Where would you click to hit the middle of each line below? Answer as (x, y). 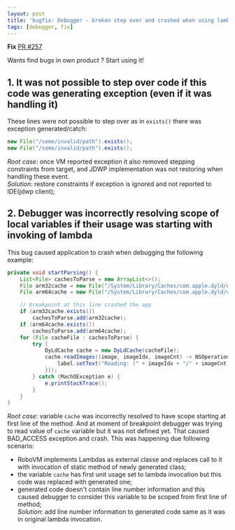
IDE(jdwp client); (31, 191)
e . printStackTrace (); (76, 383)
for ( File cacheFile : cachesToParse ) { (79, 338)
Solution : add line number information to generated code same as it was (121, 512)
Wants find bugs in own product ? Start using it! (76, 60)
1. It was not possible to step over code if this (107, 82)
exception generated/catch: (47, 129)
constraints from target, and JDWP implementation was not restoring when (115, 168)
